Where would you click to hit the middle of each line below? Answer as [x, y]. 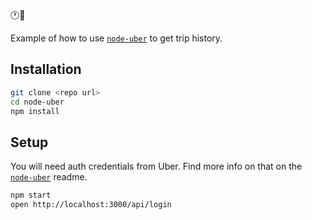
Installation [46, 69]
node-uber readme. [49, 177]
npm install [35, 111]
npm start [31, 195]
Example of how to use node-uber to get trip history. [116, 38]
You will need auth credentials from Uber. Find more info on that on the [156, 166]
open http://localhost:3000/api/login [91, 205]
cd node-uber [37, 102]
